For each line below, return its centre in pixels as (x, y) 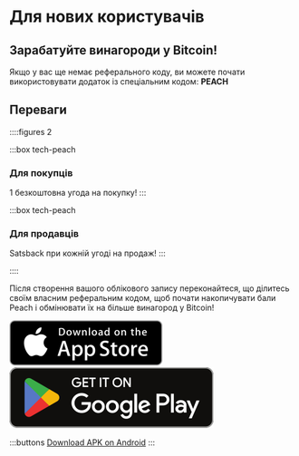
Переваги (38, 110)
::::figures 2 (31, 131)
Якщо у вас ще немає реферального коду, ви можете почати (127, 72)
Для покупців (41, 172)
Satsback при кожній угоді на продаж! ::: (87, 253)
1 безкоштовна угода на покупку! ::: (78, 193)
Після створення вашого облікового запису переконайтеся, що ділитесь (149, 288)
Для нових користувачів (107, 17)
